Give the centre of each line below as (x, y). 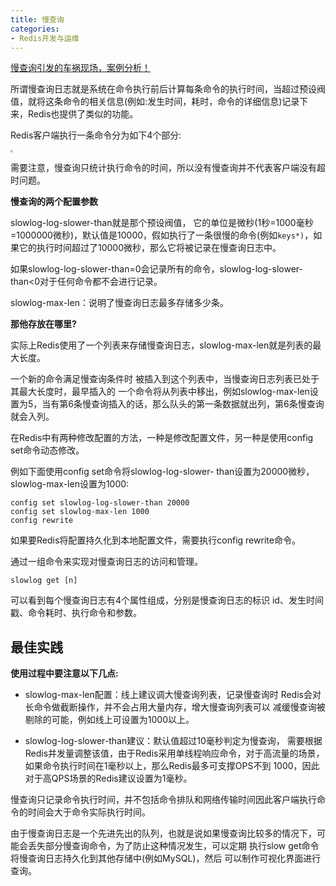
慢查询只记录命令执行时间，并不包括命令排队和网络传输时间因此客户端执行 (163, 800)
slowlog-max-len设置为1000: (70, 484)
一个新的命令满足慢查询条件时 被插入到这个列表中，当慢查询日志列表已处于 (165, 379)
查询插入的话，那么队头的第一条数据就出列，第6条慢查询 (207, 404)
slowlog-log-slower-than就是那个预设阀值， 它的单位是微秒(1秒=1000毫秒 (162, 223)
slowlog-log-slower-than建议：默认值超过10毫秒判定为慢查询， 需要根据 (173, 741)
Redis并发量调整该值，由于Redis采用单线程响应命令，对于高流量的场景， (174, 753)
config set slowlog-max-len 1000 (80, 512)
